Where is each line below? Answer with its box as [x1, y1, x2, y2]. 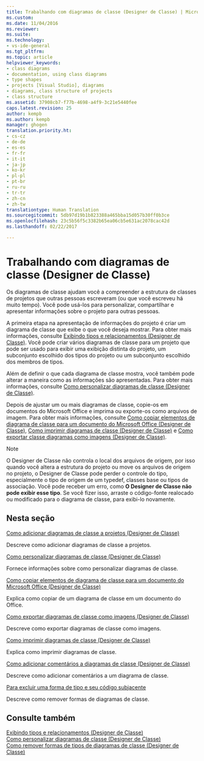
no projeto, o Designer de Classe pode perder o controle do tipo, [6, 469, 168, 477]
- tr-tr [6, 190, 26, 196]
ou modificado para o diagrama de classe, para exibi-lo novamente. [6, 495, 176, 503]
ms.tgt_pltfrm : [6, 49, 45, 55]
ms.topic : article [6, 54, 53, 60]
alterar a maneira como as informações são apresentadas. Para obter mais [6, 376, 193, 384]
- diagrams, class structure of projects [6, 88, 113, 94]
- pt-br [6, 179, 26, 185]
